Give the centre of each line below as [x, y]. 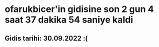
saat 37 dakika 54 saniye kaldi [69, 20]
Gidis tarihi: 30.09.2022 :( [46, 38]
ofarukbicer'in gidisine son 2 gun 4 [79, 9]
